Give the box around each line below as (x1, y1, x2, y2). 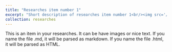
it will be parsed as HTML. (5, 41, 60, 47)
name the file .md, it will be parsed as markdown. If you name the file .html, (5, 36, 164, 42)
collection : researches (5, 17, 56, 22)
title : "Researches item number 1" (5, 7, 81, 13)
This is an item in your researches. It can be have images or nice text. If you (5, 31, 165, 37)
